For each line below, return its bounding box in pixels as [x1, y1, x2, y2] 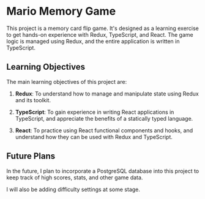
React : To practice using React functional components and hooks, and [15, 127, 193, 134]
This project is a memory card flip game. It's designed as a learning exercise [6, 24, 199, 32]
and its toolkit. [15, 96, 51, 103]
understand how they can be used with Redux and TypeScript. [15, 133, 173, 140]
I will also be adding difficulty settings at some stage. [6, 186, 141, 193]
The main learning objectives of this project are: [6, 78, 127, 85]
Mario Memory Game [6, 4, 116, 18]
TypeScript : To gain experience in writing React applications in [15, 108, 174, 116]
